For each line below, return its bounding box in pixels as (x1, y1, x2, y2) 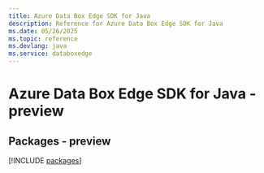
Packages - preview (8, 134, 111, 148)
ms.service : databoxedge (8, 50, 93, 58)
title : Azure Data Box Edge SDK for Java (8, 11, 151, 20)
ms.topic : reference (8, 34, 79, 43)
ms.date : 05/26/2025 (8, 27, 79, 35)
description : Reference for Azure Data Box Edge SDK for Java (8, 19, 223, 28)
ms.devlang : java (8, 42, 67, 50)
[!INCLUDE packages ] (8, 156, 82, 165)
